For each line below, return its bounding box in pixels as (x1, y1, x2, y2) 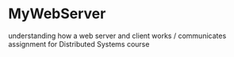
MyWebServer (8, 5, 106, 23)
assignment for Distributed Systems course (8, 39, 150, 48)
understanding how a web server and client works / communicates (8, 31, 227, 40)
